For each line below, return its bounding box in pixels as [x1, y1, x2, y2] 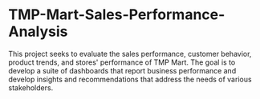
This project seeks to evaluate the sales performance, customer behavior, [8, 49, 252, 58]
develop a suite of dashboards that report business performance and [8, 65, 237, 75]
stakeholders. [8, 82, 54, 93]
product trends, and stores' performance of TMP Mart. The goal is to [8, 57, 236, 67]
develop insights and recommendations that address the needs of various [8, 74, 252, 84]
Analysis [8, 22, 68, 41]
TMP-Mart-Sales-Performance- [8, 6, 225, 24]
